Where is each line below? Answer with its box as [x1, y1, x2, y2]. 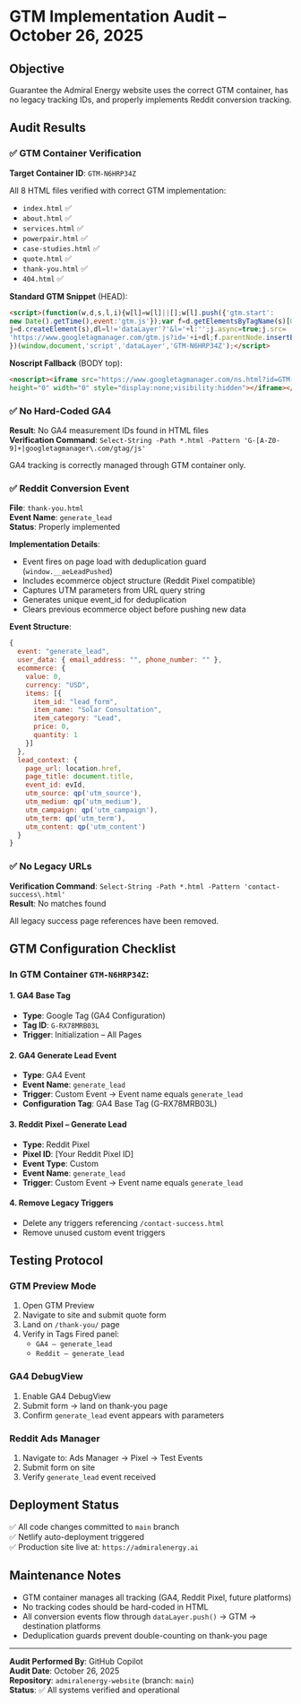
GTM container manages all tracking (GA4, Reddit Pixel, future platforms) [21, 1592, 292, 1603]
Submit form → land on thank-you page [21, 1400, 168, 1411]
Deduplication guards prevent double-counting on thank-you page [21, 1630, 268, 1640]
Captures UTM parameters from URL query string [21, 585, 206, 596]
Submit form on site [21, 1462, 96, 1473]
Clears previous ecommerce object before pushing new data [21, 604, 246, 615]
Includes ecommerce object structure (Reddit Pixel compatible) [21, 576, 256, 587]
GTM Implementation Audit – [9, 6, 227, 27]
